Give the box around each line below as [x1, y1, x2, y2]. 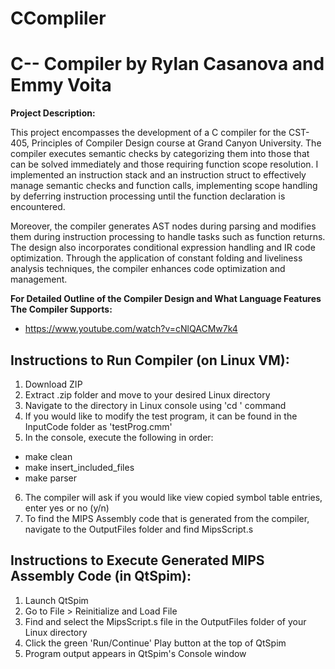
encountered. [10, 201, 66, 213]
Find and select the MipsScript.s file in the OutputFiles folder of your [24, 615, 307, 627]
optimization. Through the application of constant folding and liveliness [10, 252, 303, 264]
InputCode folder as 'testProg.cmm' [24, 420, 173, 432]
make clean [24, 450, 73, 462]
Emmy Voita [10, 74, 112, 97]
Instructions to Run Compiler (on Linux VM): [10, 352, 290, 369]
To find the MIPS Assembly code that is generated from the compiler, [24, 512, 310, 524]
